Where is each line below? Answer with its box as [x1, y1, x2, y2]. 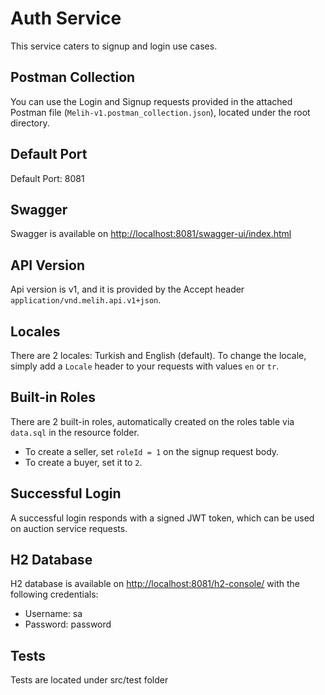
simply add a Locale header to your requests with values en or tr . [10, 360, 280, 372]
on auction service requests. [10, 522, 128, 534]
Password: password [24, 618, 112, 631]
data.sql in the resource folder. [10, 426, 140, 438]
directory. [10, 117, 50, 129]
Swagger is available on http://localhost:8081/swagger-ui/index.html [10, 228, 292, 240]
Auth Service [10, 7, 122, 30]
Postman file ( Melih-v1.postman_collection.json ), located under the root [10, 106, 311, 118]
